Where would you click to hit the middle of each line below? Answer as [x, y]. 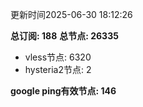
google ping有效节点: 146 [63, 91]
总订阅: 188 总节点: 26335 [64, 36]
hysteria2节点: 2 [58, 69]
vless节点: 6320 [58, 57]
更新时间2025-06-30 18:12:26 [71, 14]
